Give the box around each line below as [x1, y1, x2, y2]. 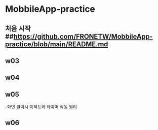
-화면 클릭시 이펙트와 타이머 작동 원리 [5, 104, 78, 110]
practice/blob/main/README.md [5, 40, 109, 48]
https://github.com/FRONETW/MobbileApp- [13, 32, 153, 40]
